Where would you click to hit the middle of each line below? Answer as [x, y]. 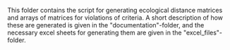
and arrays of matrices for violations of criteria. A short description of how [115, 18]
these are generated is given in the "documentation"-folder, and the [106, 25]
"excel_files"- [203, 32]
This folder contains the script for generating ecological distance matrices [115, 10]
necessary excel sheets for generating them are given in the [95, 32]
